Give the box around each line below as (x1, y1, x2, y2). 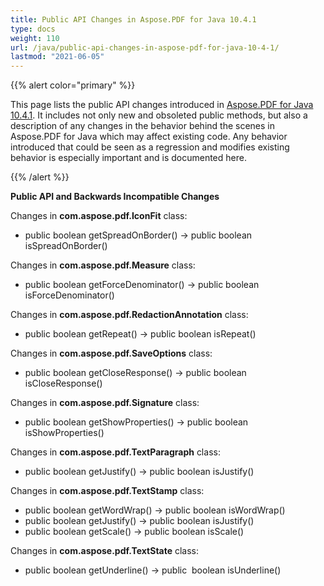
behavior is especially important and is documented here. (10, 152, 247, 164)
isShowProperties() (24, 427, 105, 439)
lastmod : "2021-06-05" (10, 52, 105, 62)
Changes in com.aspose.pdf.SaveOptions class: (10, 347, 213, 360)
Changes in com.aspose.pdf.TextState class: (10, 545, 200, 557)
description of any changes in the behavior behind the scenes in (10, 120, 276, 132)
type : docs (10, 24, 56, 34)
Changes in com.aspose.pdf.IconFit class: (10, 210, 188, 222)
